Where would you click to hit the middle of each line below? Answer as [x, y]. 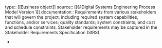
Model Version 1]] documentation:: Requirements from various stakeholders [81, 12]
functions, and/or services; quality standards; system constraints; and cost [80, 22]
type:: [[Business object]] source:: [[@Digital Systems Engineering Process [80, 7]
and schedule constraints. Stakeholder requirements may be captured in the [81, 27]
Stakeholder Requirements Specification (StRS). [53, 32]
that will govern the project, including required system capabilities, [72, 17]
